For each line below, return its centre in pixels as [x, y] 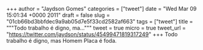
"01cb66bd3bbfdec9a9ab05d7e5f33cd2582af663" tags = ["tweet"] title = [100, 21]
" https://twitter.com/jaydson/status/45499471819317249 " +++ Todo [92, 34]
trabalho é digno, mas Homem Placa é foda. [62, 41]
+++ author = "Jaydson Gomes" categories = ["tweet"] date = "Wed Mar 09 [102, 9]
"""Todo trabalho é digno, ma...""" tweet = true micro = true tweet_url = [96, 28]
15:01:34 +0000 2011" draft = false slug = [58, 15]
